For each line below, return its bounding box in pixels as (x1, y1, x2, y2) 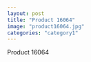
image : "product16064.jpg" (7, 23, 85, 30)
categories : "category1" (7, 29, 79, 37)
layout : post (7, 10, 45, 17)
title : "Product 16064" (7, 17, 76, 23)
